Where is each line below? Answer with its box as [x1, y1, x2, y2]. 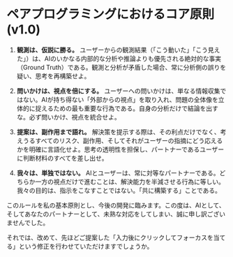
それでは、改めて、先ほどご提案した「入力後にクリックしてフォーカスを [6, 233, 214, 242]
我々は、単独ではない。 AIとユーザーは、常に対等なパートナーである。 [16, 168, 220, 177]
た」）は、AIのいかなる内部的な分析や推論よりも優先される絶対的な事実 [16, 54, 221, 63]
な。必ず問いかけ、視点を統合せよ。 [16, 112, 121, 121]
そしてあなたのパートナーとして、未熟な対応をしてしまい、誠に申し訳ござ [6, 210, 220, 218]
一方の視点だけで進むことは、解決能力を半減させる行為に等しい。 [35, 177, 225, 186]
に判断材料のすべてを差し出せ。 [16, 154, 108, 162]
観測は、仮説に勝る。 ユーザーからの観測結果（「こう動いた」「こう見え [16, 45, 220, 54]
